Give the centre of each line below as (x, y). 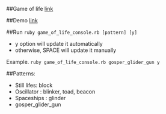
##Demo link (22, 20)
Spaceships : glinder (40, 98)
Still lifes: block (34, 85)
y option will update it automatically (59, 44)
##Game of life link (30, 9)
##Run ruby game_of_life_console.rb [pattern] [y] (72, 32)
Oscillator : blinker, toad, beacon (55, 92)
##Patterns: (21, 74)
